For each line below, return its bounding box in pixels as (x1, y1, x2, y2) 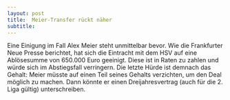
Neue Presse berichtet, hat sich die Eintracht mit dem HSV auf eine (7, 49, 198, 57)
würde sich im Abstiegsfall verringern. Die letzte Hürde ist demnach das (7, 63, 211, 72)
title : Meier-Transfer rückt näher (7, 16, 112, 23)
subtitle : (7, 23, 36, 29)
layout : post (7, 10, 45, 17)
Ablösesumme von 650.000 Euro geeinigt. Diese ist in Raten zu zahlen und (7, 56, 219, 64)
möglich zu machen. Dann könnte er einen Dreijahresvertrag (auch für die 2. (7, 78, 223, 86)
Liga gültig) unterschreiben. (7, 85, 86, 93)
